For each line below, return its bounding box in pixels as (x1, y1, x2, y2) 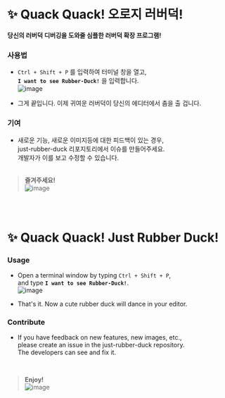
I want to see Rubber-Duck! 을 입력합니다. (17, 77, 139, 85)
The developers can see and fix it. (17, 348, 117, 356)
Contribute (7, 317, 46, 327)
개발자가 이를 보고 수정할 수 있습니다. (17, 153, 120, 162)
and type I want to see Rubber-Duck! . (17, 279, 129, 287)
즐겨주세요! (24, 175, 56, 184)
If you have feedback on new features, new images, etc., (17, 333, 182, 342)
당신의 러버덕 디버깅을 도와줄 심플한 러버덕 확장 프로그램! (7, 31, 162, 39)
